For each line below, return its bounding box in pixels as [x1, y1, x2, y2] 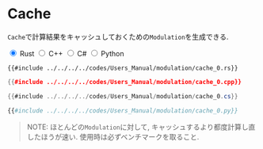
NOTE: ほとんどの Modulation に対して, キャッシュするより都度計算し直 [26, 122, 256, 132]
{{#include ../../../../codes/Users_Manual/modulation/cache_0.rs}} [7, 64, 238, 72]
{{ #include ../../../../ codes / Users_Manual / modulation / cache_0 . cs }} [7, 92, 238, 100]
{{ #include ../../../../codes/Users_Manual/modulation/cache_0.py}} [7, 106, 238, 115]
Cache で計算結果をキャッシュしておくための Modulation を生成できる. [7, 32, 229, 41]
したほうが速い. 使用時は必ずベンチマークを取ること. [26, 132, 200, 141]
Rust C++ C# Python [19, 48, 124, 58]
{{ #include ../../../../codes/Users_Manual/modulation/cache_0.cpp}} [7, 78, 242, 86]
